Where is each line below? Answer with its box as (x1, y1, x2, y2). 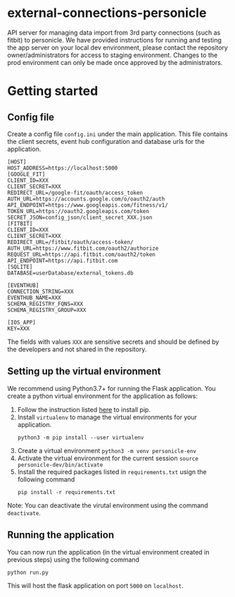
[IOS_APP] (7, 319, 37, 326)
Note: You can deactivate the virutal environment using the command (7, 501, 209, 509)
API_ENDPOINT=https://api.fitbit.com (7, 257, 118, 264)
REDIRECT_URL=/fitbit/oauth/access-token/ (7, 239, 134, 246)
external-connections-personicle (7, 5, 207, 21)
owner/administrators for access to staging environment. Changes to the (7, 51, 218, 59)
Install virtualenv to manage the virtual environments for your (17, 413, 198, 421)
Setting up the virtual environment (7, 366, 161, 378)
